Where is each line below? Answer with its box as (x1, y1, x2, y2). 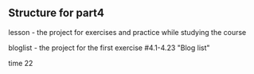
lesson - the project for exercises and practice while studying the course (8, 27, 247, 37)
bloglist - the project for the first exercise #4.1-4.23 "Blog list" (8, 43, 210, 53)
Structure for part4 (8, 6, 105, 20)
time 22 (8, 58, 33, 68)
